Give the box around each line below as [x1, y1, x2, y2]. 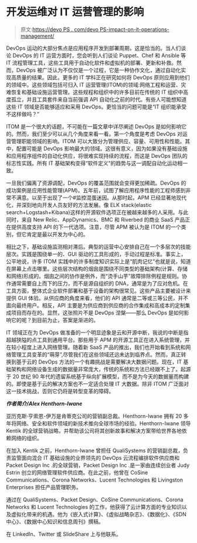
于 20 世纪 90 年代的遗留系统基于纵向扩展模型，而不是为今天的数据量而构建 [6, 373, 189, 380]
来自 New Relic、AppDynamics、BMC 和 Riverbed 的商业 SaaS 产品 [21, 216, 185, 223]
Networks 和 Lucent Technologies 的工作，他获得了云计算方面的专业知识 [6, 503, 182, 510]
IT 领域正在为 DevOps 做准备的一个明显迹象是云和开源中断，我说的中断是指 [6, 329, 189, 336]
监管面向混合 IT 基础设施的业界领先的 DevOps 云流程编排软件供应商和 [11, 454, 180, 461]
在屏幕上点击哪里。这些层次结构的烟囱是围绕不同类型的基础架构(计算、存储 [6, 265, 188, 272]
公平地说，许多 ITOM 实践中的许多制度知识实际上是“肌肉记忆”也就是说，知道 [6, 257, 191, 264]
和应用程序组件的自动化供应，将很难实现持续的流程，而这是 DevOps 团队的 [6, 152, 188, 159]
